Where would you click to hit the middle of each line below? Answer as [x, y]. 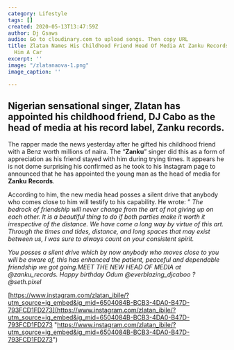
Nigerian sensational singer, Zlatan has [94, 106]
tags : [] [20, 20]
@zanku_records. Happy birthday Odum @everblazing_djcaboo [99, 274]
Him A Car [28, 53]
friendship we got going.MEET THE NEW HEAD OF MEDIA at [94, 267]
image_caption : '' [34, 72]
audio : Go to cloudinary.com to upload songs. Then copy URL [98, 40]
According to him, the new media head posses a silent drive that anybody [113, 194]
